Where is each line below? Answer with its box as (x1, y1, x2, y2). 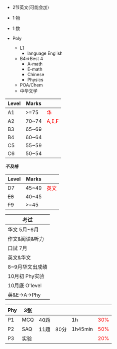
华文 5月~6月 (7, 226, 39, 233)
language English (27, 50, 63, 56)
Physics (27, 77, 44, 83)
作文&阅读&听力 (7, 236, 44, 242)
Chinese (27, 72, 45, 77)
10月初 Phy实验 (7, 273, 45, 279)
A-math (27, 61, 43, 67)
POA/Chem (19, 82, 43, 88)
